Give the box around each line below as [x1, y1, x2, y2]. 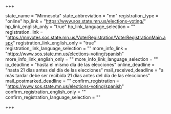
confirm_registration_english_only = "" [5, 89, 86, 95]
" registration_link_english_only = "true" [12, 40, 96, 46]
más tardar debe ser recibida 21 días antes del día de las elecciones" [5, 73, 151, 78]
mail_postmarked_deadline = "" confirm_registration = [5, 78, 119, 84]
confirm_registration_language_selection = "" [5, 94, 101, 100]
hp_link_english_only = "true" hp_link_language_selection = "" [5, 24, 136, 30]
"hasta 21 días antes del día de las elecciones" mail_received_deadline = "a [5, 67, 164, 73]
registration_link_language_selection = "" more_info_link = [5, 45, 127, 51]
